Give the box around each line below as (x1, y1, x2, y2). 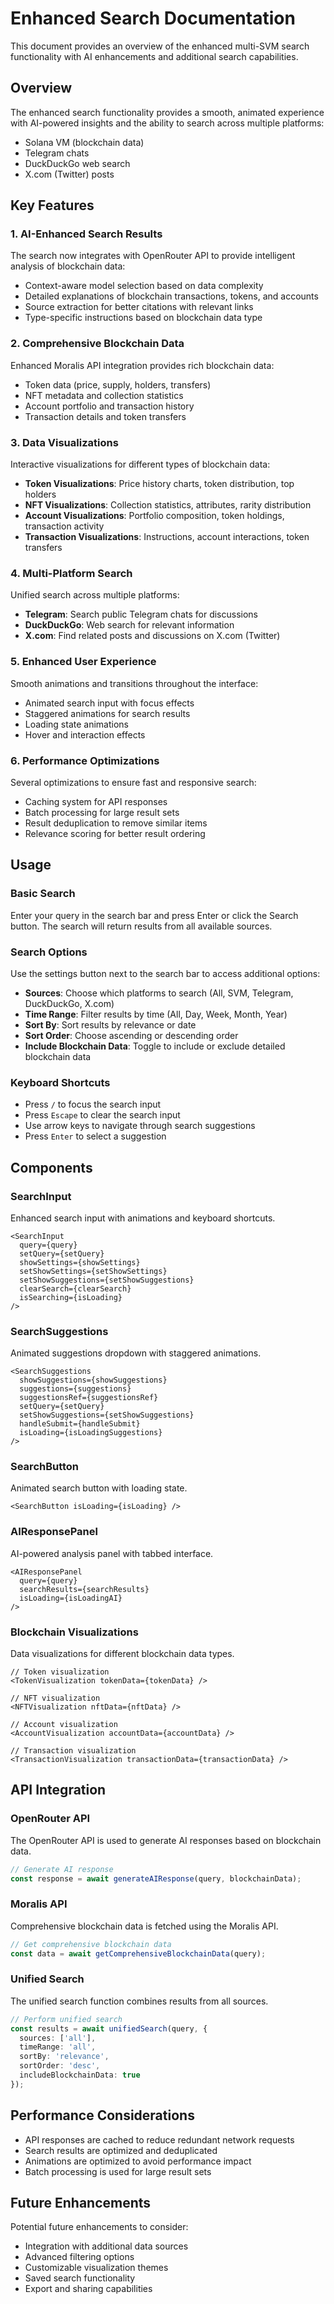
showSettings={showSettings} (19, 1257, 141, 1267)
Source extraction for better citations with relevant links (24, 301, 254, 313)
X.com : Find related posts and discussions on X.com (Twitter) (24, 630, 281, 642)
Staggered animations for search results (24, 707, 191, 719)
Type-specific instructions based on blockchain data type (24, 312, 263, 324)
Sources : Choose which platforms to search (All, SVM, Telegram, (24, 987, 294, 999)
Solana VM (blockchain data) (24, 136, 145, 148)
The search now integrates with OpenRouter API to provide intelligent (10, 250, 296, 262)
